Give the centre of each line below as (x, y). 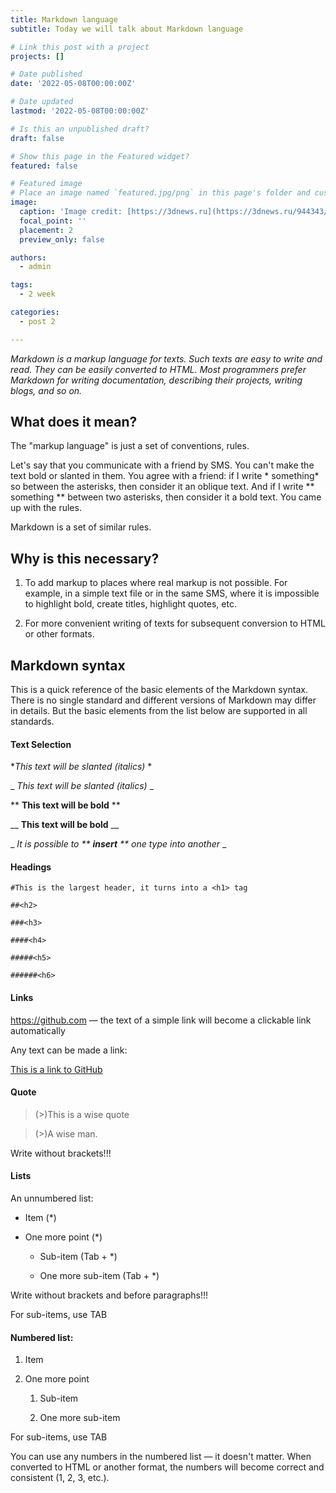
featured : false (44, 166)
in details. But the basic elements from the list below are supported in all (159, 711)
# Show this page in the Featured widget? (100, 156)
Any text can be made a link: (69, 1050)
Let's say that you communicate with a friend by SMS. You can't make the (162, 465)
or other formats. (59, 634)
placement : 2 (46, 230)
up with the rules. (46, 508)
